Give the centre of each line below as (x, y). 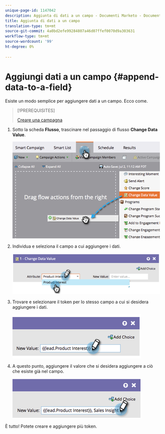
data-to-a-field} (39, 87)
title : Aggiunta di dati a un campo (42, 21)
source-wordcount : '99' (29, 42)
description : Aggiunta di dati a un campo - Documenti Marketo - (73, 15)
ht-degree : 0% (20, 47)
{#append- (136, 77)
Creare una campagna (40, 120)
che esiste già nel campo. (38, 371)
